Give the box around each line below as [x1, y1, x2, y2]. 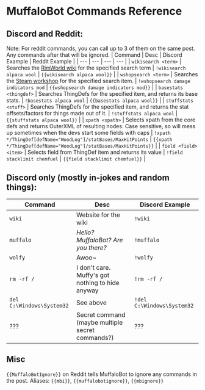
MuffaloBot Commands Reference [6, 4, 182, 18]
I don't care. [76, 263, 111, 272]
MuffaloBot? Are [76, 236, 123, 244]
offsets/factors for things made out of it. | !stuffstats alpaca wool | [6, 110, 178, 117]
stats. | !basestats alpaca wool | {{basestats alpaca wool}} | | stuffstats [6, 96, 194, 104]
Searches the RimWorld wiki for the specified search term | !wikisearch [6, 64, 186, 71]
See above [76, 298, 107, 306]
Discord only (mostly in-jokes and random [6, 173, 170, 183]
